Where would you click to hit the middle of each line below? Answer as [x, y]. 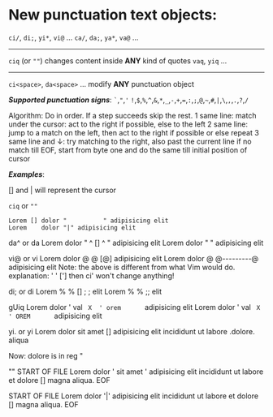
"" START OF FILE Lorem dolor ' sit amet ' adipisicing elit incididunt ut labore [136, 372]
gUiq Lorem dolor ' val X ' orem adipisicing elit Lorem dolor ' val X [134, 307]
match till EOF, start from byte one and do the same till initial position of [128, 150]
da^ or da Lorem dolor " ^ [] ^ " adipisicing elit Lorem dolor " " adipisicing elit [136, 243]
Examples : [26, 174]
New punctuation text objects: [113, 15]
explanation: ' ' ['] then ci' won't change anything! [91, 275]
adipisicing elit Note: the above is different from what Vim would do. [122, 267]
